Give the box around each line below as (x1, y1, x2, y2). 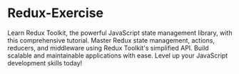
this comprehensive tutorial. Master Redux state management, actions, (7, 36, 215, 44)
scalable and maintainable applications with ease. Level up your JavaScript (7, 51, 228, 60)
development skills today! (7, 58, 83, 67)
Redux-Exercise (7, 5, 104, 21)
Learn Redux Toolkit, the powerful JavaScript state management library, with (7, 28, 233, 37)
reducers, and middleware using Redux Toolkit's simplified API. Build (7, 43, 209, 52)
